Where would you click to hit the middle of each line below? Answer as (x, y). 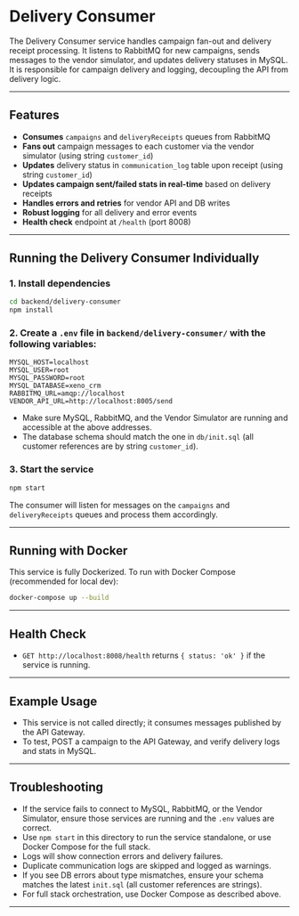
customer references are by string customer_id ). (110, 446)
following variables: (53, 345)
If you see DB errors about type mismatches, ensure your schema (143, 875)
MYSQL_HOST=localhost (49, 362)
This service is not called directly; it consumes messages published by (152, 722)
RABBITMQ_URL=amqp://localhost (67, 393)
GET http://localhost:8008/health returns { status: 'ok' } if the (143, 655)
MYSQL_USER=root (39, 370)
